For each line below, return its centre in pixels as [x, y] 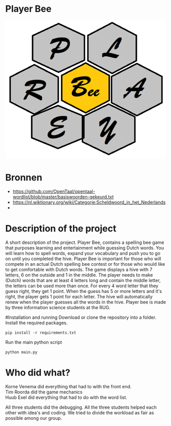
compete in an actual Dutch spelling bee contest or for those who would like [85, 264]
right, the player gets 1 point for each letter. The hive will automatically [79, 297]
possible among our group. [34, 418]
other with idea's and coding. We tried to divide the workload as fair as [80, 413]
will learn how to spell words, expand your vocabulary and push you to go [83, 254]
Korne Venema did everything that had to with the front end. [68, 387]
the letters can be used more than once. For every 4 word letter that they [82, 286]
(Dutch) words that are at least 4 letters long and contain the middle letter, [83, 281]
